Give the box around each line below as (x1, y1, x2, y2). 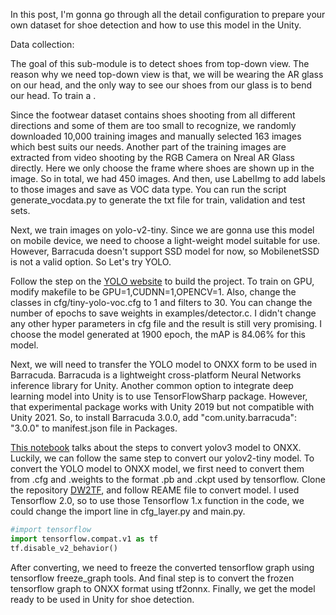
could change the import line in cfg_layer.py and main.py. (10, 505, 246, 517)
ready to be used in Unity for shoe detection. (10, 593, 195, 605)
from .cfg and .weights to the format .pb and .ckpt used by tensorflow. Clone (10, 474, 326, 485)
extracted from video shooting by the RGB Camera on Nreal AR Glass (10, 152, 295, 163)
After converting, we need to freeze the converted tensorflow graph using (10, 561, 315, 573)
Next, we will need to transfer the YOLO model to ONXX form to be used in (10, 359, 318, 370)
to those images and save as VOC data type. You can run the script (10, 184, 287, 195)
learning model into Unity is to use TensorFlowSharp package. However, (10, 390, 308, 402)
